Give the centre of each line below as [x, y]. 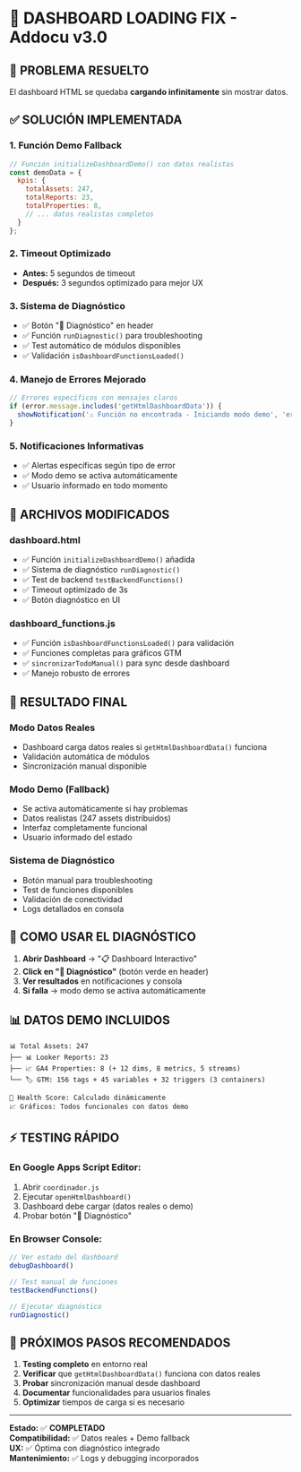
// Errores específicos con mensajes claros [94, 398]
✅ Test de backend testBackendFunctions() [103, 579]
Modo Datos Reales [52, 727]
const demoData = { [46, 172]
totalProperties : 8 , [64, 206]
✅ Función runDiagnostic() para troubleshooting [112, 336]
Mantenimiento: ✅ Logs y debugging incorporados [104, 1459]
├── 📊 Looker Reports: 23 [59, 1058]
